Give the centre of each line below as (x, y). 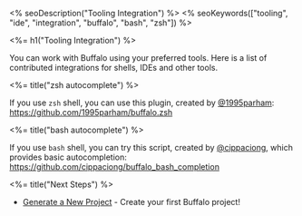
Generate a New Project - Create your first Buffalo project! (131, 202)
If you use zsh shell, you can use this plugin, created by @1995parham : (142, 103)
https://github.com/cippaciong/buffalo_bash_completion (115, 167)
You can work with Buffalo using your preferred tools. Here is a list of (138, 58)
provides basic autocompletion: (68, 157)
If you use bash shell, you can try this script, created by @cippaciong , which (151, 147)
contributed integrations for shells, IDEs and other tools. (114, 68)
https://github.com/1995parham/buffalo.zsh (91, 112)
